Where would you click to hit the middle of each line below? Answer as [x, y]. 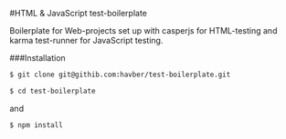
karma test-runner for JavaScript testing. [86, 40]
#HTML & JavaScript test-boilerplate [79, 13]
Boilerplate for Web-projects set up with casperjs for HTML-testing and [143, 30]
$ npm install [37, 125]
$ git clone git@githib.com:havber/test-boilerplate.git [120, 74]
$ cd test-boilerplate [53, 91]
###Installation [37, 58]
